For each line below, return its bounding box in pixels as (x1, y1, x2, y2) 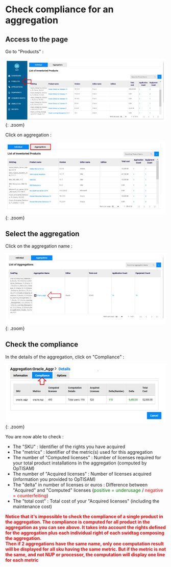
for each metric (5, 557, 39, 563)
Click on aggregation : (5, 132, 52, 138)
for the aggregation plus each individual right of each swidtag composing (5, 530, 165, 536)
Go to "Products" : (5, 49, 44, 54)
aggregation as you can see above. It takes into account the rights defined (5, 524, 166, 530)
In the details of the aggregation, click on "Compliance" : (5, 354, 125, 360)
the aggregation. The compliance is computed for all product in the (5, 519, 150, 525)
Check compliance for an (5, 4, 114, 15)
